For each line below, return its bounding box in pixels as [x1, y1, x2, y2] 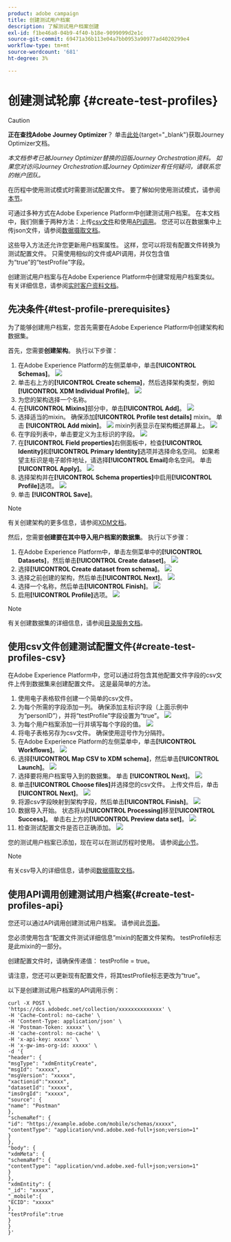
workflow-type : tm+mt [8, 42, 70, 49]
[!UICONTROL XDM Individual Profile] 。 [17, 387, 133, 395]
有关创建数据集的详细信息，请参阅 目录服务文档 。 [8, 619, 146, 627]
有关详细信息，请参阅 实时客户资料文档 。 [8, 281, 122, 290]
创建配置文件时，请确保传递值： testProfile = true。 [8, 956, 154, 965]
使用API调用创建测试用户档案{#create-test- [8, 888, 195, 900]
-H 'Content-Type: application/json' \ [8, 1018, 122, 1025]
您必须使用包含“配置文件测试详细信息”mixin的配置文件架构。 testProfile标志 [8, 934, 222, 942]
